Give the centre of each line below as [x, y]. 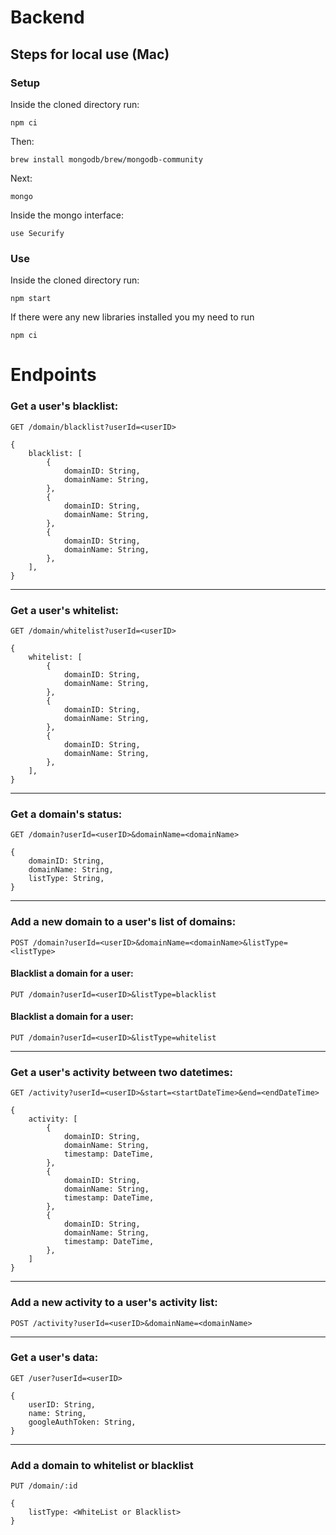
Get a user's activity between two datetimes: [121, 1072]
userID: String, [62, 1404]
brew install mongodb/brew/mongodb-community [106, 159]
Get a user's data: [54, 1358]
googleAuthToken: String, [82, 1422]
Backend [47, 17]
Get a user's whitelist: [65, 610]
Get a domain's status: [66, 814]
